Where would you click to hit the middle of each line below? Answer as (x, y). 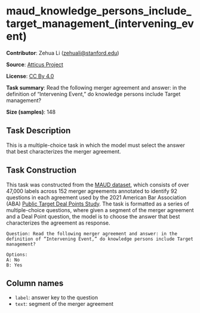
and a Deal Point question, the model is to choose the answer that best (93, 216)
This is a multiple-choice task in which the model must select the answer (96, 145)
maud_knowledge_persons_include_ (99, 11)
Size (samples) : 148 (31, 112)
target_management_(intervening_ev (100, 24)
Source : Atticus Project (35, 65)
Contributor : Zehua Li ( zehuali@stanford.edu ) (63, 53)
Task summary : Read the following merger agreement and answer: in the (96, 87)
